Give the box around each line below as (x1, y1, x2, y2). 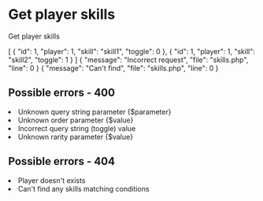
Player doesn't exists (18, 175, 86, 185)
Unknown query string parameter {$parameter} (18, 107, 172, 116)
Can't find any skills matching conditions (18, 184, 150, 193)
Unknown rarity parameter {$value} (18, 132, 134, 141)
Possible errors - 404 (8, 155, 116, 168)
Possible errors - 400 (8, 86, 116, 100)
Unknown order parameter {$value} (18, 115, 134, 125)
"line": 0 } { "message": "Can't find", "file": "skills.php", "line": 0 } (8, 63, 219, 72)
